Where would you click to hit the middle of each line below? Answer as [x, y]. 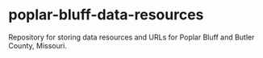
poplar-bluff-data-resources [106, 15]
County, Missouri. [38, 45]
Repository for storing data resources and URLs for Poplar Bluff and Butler [131, 37]
